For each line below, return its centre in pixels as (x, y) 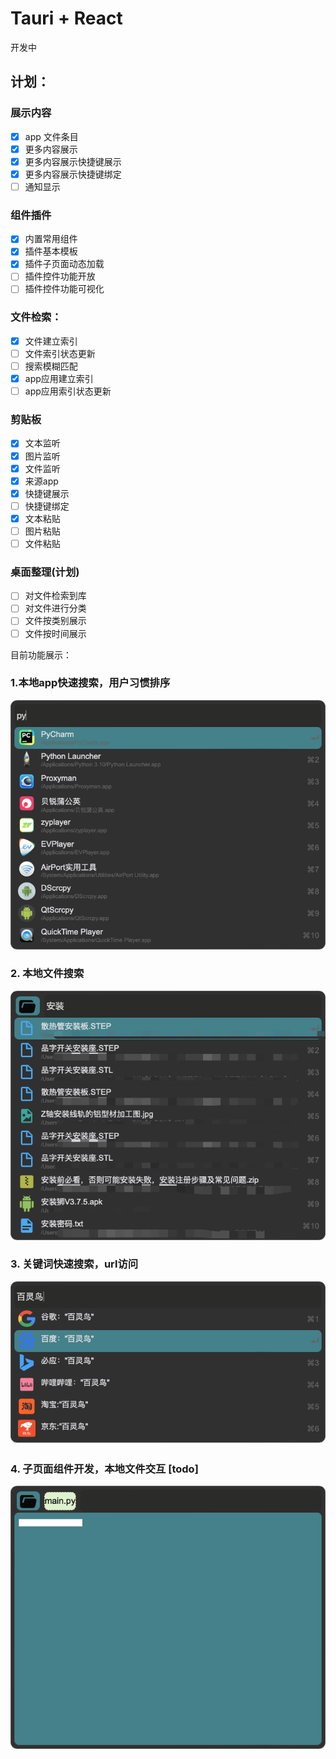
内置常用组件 (51, 239)
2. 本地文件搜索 (47, 974)
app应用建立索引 (59, 379)
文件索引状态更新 (60, 353)
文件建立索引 (51, 341)
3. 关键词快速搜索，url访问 (74, 1264)
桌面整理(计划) (45, 572)
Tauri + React (66, 18)
